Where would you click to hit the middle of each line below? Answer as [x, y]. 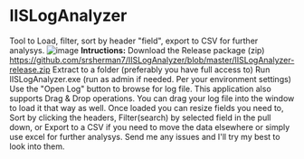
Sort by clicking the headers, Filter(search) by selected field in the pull [140, 117]
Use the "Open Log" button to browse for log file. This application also [140, 89]
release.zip [30, 70]
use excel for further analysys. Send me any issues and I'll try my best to [145, 136]
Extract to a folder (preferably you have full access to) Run [161, 70]
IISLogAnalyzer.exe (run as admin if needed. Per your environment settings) [151, 79]
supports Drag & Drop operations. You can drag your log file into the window [152, 98]
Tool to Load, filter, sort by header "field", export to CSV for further [134, 41]
